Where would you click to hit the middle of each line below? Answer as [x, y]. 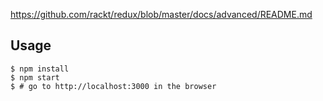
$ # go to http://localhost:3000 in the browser [113, 86]
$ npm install [40, 69]
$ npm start [35, 77]
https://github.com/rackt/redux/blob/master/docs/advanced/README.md [161, 14]
